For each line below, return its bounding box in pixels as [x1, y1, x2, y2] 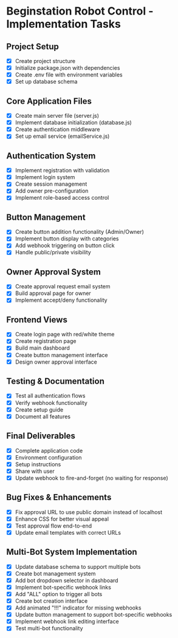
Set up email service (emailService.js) [15, 132, 110, 140]
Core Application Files [6, 96, 92, 106]
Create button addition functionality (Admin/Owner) [15, 228, 145, 236]
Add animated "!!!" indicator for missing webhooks [15, 604, 142, 611]
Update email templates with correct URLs [15, 529, 122, 536]
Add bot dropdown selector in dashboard [15, 577, 118, 584]
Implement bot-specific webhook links [15, 583, 111, 591]
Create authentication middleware [15, 126, 100, 133]
